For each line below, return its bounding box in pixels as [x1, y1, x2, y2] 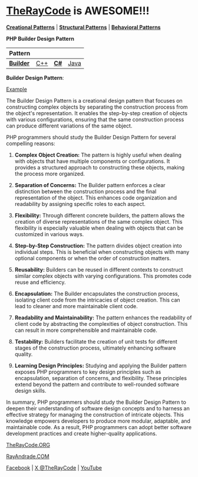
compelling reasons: [6, 140, 56, 147]
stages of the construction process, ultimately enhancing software [14, 344, 176, 351]
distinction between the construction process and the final [14, 188, 157, 195]
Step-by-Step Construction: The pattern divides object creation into [14, 242, 182, 249]
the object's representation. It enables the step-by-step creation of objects [6, 109, 187, 116]
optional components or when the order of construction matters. [14, 254, 171, 262]
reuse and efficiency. [14, 279, 66, 286]
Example [6, 86, 28, 93]
